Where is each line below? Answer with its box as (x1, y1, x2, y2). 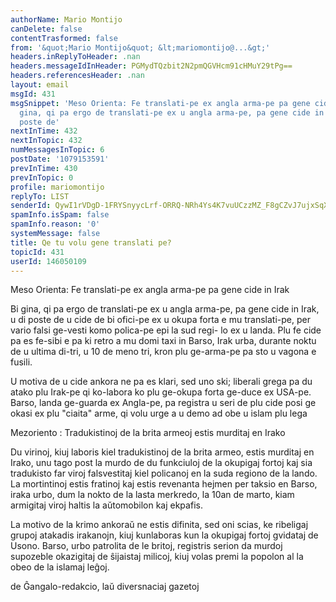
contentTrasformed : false (10, 33, 118, 43)
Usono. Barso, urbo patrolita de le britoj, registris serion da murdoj (10, 540, 283, 552)
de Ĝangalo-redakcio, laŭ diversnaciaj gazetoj (10, 581, 200, 593)
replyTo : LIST (10, 191, 70, 201)
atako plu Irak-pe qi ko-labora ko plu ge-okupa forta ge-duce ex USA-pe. (10, 386, 312, 398)
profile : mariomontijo (10, 182, 105, 192)
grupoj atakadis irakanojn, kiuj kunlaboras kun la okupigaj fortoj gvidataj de (10, 529, 319, 541)
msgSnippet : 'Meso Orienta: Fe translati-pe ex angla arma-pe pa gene (10, 98, 311, 108)
